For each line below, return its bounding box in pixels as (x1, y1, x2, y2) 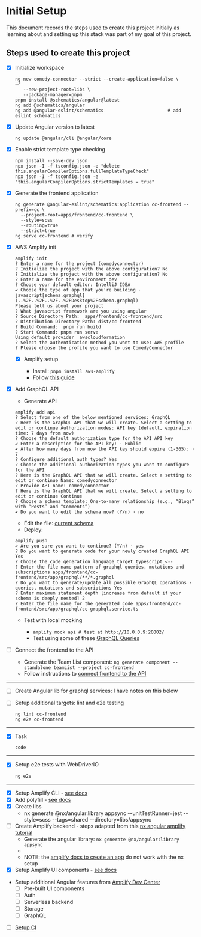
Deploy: (23, 526, 43, 533)
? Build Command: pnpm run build (14, 324, 101, 330)
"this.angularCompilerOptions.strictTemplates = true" (14, 179, 155, 185)
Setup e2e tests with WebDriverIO (14, 761, 99, 768)
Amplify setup (23, 356, 59, 363)
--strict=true (20, 228, 56, 234)
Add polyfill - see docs (14, 796, 71, 803)
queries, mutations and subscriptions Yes (14, 585, 123, 591)
